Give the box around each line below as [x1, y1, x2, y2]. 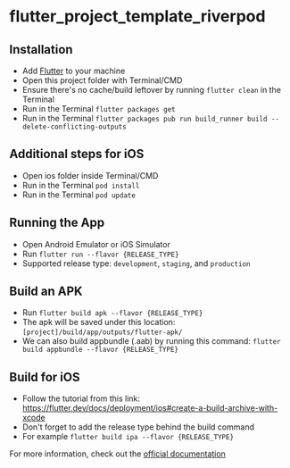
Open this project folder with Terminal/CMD [21, 75, 183, 86]
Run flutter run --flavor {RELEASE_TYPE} [21, 248, 179, 259]
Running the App [9, 215, 105, 230]
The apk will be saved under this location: [21, 317, 176, 328]
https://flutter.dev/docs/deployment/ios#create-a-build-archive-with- [21, 403, 278, 414]
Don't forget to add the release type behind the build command [21, 422, 254, 432]
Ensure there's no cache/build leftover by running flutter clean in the [21, 85, 281, 95]
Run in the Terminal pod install [21, 180, 140, 190]
